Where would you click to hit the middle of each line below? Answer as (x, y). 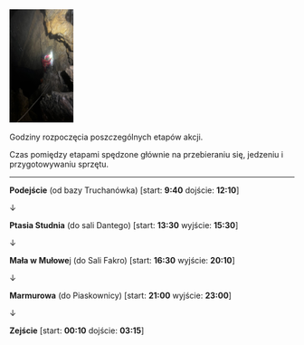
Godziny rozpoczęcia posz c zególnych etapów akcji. (106, 137)
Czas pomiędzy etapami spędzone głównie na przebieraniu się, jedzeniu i (146, 154)
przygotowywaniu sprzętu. (59, 164)
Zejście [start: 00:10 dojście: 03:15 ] (77, 331)
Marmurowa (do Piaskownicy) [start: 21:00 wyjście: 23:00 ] (121, 295)
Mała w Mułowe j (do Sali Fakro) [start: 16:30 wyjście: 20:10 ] (122, 260)
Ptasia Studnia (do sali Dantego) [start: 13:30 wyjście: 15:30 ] (124, 225)
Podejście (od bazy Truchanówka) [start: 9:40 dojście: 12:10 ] (124, 190)
